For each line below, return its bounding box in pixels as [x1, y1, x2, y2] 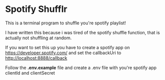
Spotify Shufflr [5, 3, 67, 15]
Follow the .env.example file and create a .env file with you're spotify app [5, 65, 157, 71]
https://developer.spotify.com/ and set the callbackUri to [5, 50, 121, 56]
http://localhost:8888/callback [5, 55, 67, 61]
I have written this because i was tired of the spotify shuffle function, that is [5, 29, 161, 35]
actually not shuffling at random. [5, 35, 72, 41]
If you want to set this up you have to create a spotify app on [5, 44, 130, 50]
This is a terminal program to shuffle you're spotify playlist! [5, 20, 126, 26]
